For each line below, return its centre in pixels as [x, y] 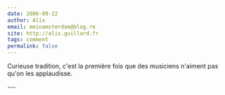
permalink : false [33, 46]
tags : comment [28, 40]
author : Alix [26, 20]
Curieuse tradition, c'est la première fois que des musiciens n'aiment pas [113, 66]
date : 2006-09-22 [33, 14]
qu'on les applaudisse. [40, 73]
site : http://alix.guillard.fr [53, 33]
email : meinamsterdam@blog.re [52, 27]
